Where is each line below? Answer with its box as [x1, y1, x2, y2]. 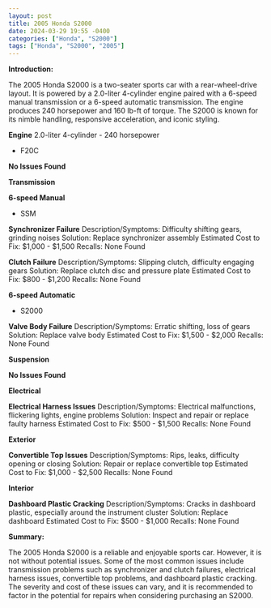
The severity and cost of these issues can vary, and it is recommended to [8, 582, 253, 592]
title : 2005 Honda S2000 [8, 19, 92, 28]
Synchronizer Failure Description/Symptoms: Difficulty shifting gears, [8, 225, 242, 234]
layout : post [8, 11, 53, 20]
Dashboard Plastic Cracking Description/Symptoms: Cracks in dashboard [8, 499, 256, 509]
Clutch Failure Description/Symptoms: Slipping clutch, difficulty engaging [8, 257, 255, 268]
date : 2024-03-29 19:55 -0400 [8, 27, 111, 35]
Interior [8, 483, 34, 493]
